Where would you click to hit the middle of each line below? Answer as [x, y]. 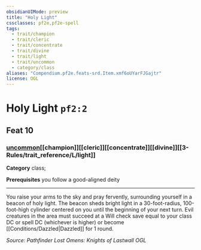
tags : [13, 28]
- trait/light [29, 56]
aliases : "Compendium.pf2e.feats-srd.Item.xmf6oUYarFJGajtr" [84, 73]
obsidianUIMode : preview [37, 12]
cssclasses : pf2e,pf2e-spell [42, 23]
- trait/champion [33, 34]
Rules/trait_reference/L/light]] [51, 155]
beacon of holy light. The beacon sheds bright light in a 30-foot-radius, [94, 203]
